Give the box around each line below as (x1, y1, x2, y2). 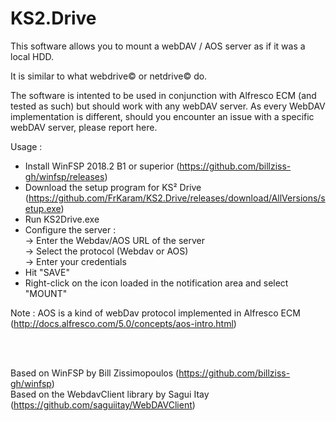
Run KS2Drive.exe (24, 213, 100, 225)
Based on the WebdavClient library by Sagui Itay (10, 388, 210, 400)
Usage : (10, 140, 43, 152)
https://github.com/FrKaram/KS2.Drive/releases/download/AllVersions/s (28, 192, 326, 204)
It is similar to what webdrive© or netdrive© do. (10, 70, 208, 82)
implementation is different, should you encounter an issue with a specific (10, 110, 315, 122)
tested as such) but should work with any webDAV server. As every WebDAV (10, 100, 326, 112)
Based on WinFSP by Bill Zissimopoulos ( (10, 367, 180, 379)
